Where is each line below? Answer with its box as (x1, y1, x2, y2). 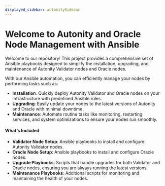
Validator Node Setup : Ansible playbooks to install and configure (12, 139, 145, 145)
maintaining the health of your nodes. (12, 175, 89, 181)
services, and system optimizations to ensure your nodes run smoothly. (12, 116, 158, 122)
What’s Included (5, 128, 39, 134)
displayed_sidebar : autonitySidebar (5, 7, 80, 12)
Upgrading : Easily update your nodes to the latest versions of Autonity (12, 101, 156, 107)
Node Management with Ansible (5, 39, 139, 50)
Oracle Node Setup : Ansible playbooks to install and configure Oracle (12, 149, 154, 155)
